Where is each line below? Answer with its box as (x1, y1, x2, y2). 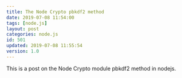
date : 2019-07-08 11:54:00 (6, 15, 75, 21)
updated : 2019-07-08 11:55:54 (6, 43, 83, 49)
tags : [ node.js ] (6, 20, 47, 26)
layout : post (6, 25, 39, 32)
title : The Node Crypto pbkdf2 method (6, 8, 104, 15)
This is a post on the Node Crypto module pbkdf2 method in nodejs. (6, 65, 177, 72)
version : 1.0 (6, 48, 39, 54)
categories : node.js (6, 31, 59, 37)
